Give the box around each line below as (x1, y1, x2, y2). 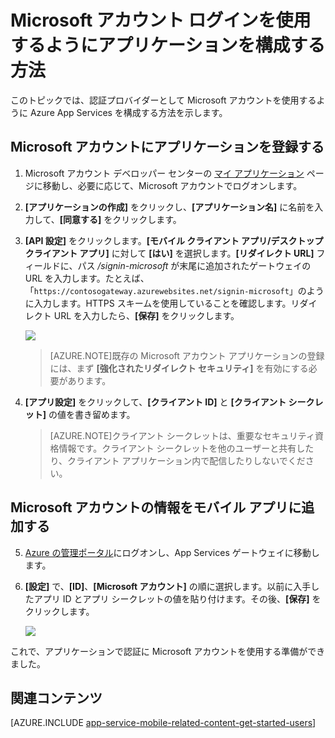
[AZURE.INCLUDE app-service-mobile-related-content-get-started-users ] (10, 717, 317, 729)
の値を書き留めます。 (48, 408, 136, 420)
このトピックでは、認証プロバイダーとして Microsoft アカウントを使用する (10, 94, 317, 106)
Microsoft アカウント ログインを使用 (10, 9, 312, 32)
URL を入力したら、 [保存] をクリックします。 (53, 309, 240, 321)
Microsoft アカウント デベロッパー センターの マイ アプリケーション (24, 167, 305, 179)
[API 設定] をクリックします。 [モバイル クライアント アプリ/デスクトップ (24, 234, 324, 246)
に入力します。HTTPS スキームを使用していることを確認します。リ (24, 297, 300, 309)
